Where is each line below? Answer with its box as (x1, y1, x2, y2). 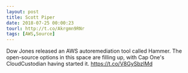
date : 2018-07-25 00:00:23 (6, 20, 74, 26)
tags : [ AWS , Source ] (6, 31, 55, 37)
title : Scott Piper (6, 14, 55, 20)
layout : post (6, 8, 39, 15)
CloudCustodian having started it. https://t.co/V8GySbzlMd (6, 60, 152, 68)
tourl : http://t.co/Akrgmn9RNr (6, 25, 85, 32)
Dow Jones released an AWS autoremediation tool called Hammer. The (6, 47, 183, 54)
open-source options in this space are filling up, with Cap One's (6, 54, 164, 61)
